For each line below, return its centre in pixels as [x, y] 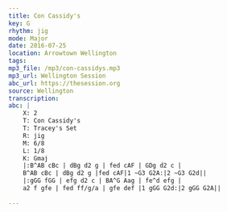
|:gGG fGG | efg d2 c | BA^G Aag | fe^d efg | [102, 181]
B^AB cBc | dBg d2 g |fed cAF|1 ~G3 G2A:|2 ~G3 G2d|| [115, 173]
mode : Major [28, 38]
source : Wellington [41, 91]
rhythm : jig [28, 31]
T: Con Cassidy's [52, 121]
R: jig [34, 135]
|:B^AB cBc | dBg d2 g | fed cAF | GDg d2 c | [102, 166]
